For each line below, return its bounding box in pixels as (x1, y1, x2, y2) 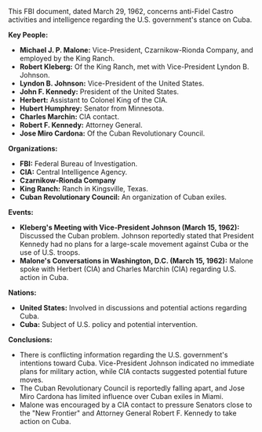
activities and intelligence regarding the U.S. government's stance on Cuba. (8, 15, 253, 24)
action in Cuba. (19, 273, 69, 281)
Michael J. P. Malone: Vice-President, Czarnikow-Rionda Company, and (19, 45, 253, 54)
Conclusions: (8, 335, 53, 344)
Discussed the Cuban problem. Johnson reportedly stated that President (19, 231, 254, 240)
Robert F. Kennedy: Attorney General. (19, 121, 143, 129)
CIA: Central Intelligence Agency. (19, 168, 128, 176)
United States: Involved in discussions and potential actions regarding (19, 303, 247, 312)
